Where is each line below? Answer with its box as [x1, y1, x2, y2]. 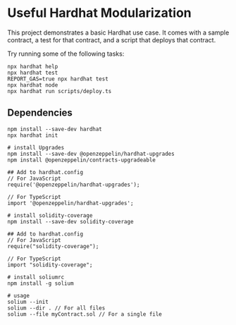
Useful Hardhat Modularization [7, 5, 192, 21]
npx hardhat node [7, 81, 58, 89]
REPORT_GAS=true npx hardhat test [7, 75, 109, 82]
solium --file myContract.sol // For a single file [7, 310, 162, 318]
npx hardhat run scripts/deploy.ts [7, 87, 112, 94]
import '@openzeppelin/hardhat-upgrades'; [7, 200, 134, 207]
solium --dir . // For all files [7, 305, 106, 312]
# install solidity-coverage [7, 211, 93, 219]
